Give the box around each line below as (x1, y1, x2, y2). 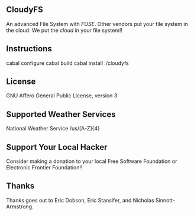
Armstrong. (6, 203, 34, 210)
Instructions (6, 44, 52, 54)
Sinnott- (155, 197, 176, 204)
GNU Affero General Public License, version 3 (6, 92, 118, 99)
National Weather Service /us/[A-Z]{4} (6, 125, 101, 132)
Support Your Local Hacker (6, 142, 108, 152)
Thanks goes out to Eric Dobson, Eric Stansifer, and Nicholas (6, 197, 155, 204)
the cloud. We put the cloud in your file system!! (6, 27, 123, 34)
